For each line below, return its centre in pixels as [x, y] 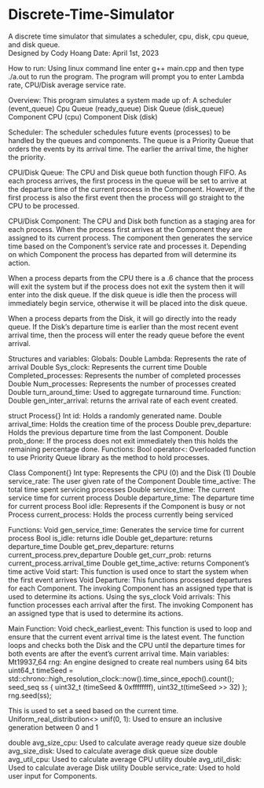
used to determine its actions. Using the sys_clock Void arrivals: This [119, 596]
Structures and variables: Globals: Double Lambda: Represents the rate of [127, 359]
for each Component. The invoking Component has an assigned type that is [131, 588]
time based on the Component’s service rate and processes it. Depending [127, 246]
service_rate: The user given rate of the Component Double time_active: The [132, 481]
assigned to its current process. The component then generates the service [130, 238]
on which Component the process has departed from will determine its [123, 254]
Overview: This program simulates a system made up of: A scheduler [120, 100]
